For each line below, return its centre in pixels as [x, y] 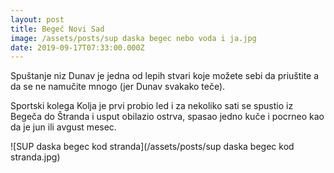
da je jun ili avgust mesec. [63, 127]
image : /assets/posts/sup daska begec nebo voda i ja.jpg [133, 38]
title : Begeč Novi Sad [57, 29]
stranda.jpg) [35, 157]
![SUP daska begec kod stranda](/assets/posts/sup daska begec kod [152, 147]
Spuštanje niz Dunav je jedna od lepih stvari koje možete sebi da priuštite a [165, 76]
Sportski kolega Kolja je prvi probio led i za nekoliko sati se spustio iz [152, 106]
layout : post [37, 19]
